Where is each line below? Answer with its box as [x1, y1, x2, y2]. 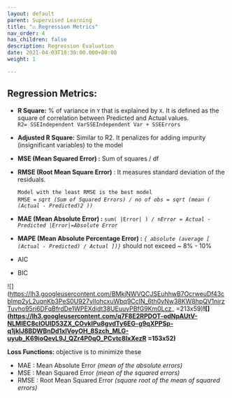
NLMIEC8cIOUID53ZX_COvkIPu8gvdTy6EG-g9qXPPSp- [7, 319, 173, 327]
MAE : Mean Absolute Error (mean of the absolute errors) [17, 361, 183, 369]
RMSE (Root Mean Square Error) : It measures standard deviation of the [17, 168, 225, 176]
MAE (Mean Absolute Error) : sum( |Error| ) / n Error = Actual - [17, 214, 211, 223]
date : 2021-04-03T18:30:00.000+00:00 [7, 50, 117, 57]
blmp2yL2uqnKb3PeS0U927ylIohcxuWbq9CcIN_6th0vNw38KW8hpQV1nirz [7, 297, 225, 305]
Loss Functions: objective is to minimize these [7, 347, 142, 356]
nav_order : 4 [7, 29, 45, 37]
